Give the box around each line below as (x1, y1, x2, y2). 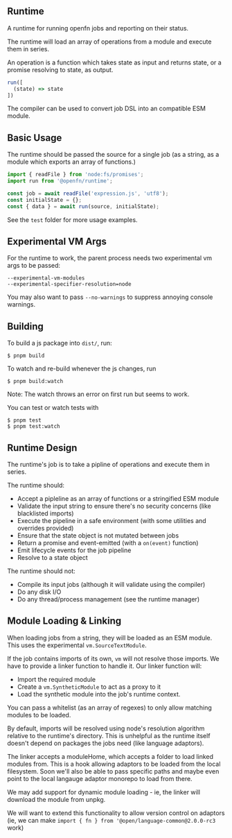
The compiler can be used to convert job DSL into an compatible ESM (7, 104, 206, 113)
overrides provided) (17, 524, 74, 533)
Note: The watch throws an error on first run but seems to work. (7, 390, 190, 398)
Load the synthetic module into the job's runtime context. (17, 690, 181, 698)
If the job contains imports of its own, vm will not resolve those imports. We (7, 654, 220, 662)
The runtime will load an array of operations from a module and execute (7, 37, 212, 46)
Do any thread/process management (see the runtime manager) (17, 595, 199, 604)
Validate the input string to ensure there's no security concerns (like (17, 502, 211, 511)
